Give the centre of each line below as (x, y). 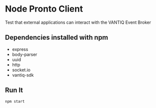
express (20, 49)
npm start (15, 101)
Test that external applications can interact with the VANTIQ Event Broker (78, 22)
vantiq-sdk (23, 75)
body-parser (24, 54)
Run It (14, 90)
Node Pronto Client (44, 9)
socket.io (21, 70)
